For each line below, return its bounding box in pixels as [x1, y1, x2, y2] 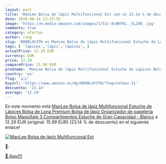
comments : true [5, 26, 37, 31]
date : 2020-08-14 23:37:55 [5, 16, 61, 21]
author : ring [5, 35, 32, 40]
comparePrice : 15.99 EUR [5, 62, 56, 67]
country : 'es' [5, 72, 35, 77]
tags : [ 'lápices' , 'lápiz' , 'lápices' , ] [5, 44, 90, 49]
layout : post [5, 7, 32, 12]
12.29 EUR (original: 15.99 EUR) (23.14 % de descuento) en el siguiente [5, 119, 149, 125]
